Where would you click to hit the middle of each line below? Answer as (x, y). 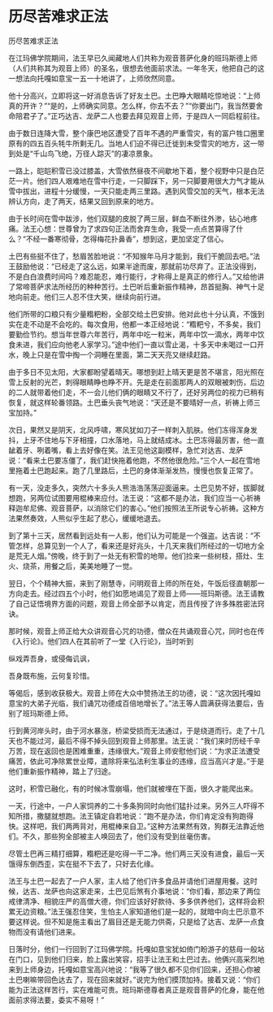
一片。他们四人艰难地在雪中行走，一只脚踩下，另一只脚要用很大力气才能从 (140, 180)
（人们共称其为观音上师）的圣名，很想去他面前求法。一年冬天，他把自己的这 (136, 68)
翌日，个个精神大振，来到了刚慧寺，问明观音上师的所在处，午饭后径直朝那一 (136, 583)
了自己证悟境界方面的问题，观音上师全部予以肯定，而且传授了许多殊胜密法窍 (136, 603)
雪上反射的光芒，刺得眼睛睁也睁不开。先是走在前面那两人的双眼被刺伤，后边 (136, 382)
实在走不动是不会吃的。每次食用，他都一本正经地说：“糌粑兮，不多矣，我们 (135, 324)
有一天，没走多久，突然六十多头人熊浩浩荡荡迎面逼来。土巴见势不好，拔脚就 (136, 488)
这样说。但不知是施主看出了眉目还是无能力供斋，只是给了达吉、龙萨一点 (136, 921)
